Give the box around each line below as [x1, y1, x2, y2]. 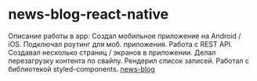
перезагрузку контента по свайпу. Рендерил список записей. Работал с [8, 56, 249, 65]
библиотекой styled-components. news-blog [8, 64, 155, 73]
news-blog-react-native [8, 5, 169, 23]
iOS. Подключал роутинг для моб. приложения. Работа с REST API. [8, 39, 233, 48]
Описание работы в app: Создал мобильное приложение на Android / [8, 31, 241, 40]
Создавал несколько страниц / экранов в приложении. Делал [8, 48, 216, 57]
